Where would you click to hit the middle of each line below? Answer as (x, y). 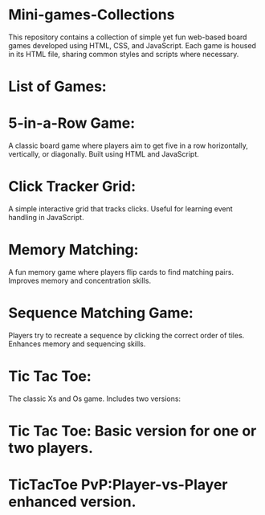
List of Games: (57, 87)
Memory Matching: (73, 250)
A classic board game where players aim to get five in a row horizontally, (128, 145)
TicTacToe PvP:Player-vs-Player (118, 485)
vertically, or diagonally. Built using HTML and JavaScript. (104, 154)
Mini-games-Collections (92, 15)
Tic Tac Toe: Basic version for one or (132, 431)
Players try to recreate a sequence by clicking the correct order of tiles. (126, 335)
